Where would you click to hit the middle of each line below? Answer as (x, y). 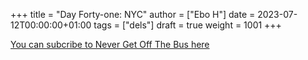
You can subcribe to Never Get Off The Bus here (110, 44)
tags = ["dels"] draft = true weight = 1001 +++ (187, 25)
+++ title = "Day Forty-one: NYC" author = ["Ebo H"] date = (133, 14)
